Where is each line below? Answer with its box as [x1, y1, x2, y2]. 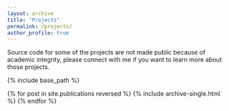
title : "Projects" [7, 17, 60, 23]
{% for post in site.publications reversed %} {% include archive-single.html [7, 90, 221, 98]
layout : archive [7, 10, 54, 17]
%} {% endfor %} [7, 97, 57, 105]
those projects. [7, 63, 50, 71]
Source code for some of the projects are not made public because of [7, 48, 206, 57]
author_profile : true [7, 29, 70, 37]
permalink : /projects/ [7, 23, 72, 30]
